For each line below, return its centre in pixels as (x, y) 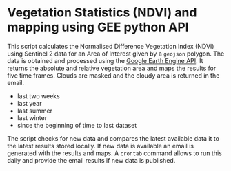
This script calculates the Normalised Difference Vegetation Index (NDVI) (111, 46)
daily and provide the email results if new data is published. (91, 160)
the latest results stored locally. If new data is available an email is (101, 146)
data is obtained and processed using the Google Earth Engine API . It (105, 60)
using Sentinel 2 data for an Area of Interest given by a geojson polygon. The (116, 54)
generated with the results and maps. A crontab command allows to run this (114, 153)
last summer (35, 111)
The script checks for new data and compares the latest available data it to (113, 138)
